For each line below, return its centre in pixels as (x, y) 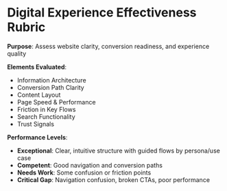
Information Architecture (52, 80)
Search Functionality (46, 116)
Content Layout (39, 95)
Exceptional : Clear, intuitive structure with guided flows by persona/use (119, 150)
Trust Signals (36, 124)
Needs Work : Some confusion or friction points (84, 172)
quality (17, 54)
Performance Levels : (37, 137)
